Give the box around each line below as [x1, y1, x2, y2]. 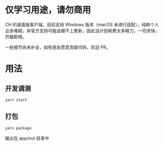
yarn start [5, 97, 27, 102]
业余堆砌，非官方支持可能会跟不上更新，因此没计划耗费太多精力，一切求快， [5, 27, 160, 33]
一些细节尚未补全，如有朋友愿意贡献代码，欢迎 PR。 [5, 44, 111, 50]
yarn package [5, 125, 32, 130]
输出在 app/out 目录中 [5, 135, 49, 141]
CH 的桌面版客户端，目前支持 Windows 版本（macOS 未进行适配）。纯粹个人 [5, 22, 159, 27]
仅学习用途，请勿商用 [5, 4, 92, 16]
